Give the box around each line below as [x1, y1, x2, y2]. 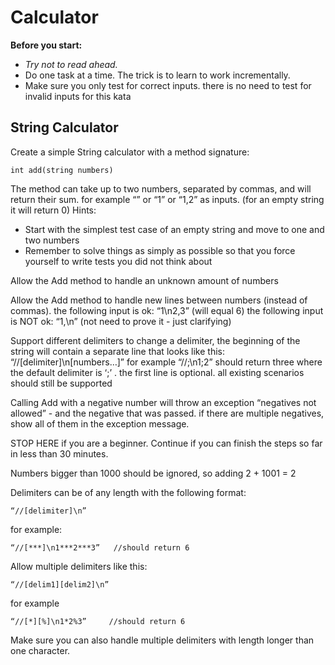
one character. [10, 644, 71, 656]
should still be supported [10, 377, 113, 389]
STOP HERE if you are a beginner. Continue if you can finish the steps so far [10, 437, 323, 449]
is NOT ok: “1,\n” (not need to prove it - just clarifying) [10, 315, 232, 327]
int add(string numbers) [10, 165, 114, 175]
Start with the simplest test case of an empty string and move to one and [24, 223, 325, 235]
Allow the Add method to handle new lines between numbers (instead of [10, 294, 308, 306]
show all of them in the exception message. [10, 417, 190, 430]
